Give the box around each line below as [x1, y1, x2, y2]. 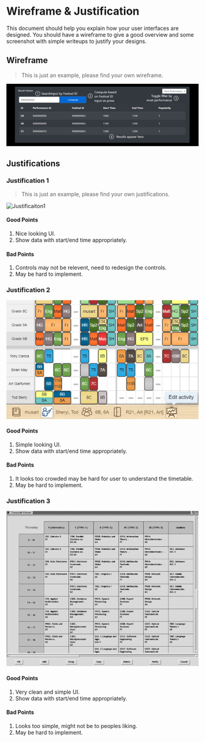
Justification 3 [6, 497, 51, 505]
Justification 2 [6, 286, 51, 294]
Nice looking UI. [15, 230, 56, 237]
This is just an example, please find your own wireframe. [21, 72, 164, 79]
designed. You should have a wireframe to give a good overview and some [6, 31, 194, 38]
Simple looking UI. [15, 440, 61, 448]
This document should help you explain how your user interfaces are [6, 24, 179, 32]
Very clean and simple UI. [15, 688, 80, 696]
